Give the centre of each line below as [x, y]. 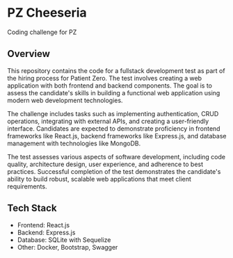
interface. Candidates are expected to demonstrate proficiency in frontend [114, 128]
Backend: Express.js [46, 232]
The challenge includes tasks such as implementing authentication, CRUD [113, 113]
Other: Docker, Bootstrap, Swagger [67, 247]
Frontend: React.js [43, 225]
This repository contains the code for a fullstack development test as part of [116, 70]
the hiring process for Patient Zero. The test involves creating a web [105, 78]
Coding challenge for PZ [42, 32]
